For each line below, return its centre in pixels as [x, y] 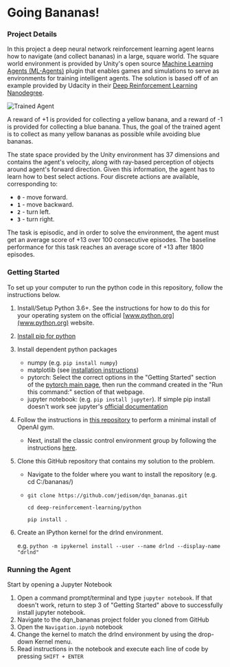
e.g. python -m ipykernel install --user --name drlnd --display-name [119, 545]
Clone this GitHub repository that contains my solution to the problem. [116, 461]
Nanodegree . [26, 93]
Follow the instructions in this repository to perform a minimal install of [116, 419]
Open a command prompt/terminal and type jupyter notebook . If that [115, 598]
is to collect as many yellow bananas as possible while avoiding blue [104, 134]
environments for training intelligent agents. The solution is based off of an [113, 78]
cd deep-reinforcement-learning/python [84, 507]
